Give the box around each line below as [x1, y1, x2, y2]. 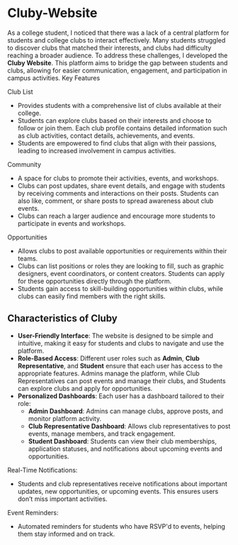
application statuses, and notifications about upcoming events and [28, 444, 223, 453]
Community [7, 160, 41, 168]
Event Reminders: [7, 508, 59, 517]
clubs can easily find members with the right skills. [17, 292, 166, 300]
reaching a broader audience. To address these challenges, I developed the [7, 51, 228, 60]
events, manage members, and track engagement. [28, 429, 176, 438]
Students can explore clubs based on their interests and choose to [17, 116, 212, 125]
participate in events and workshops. [17, 219, 126, 228]
